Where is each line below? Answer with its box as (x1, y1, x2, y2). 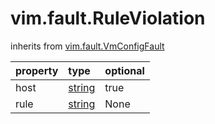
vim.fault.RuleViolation (10, 7, 206, 30)
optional (104, 63, 145, 77)
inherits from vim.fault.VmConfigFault (10, 40, 165, 52)
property (15, 63, 59, 77)
